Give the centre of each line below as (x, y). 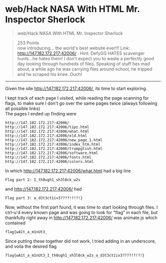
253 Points (28, 42)
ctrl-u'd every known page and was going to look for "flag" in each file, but (82, 212)
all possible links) (23, 108)
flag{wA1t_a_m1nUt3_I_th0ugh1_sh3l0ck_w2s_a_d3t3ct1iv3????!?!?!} (75, 255)
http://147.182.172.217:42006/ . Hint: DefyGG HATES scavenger (81, 53)
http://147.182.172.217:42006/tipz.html (47, 127)
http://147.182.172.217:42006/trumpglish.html (54, 149)
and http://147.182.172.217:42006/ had (43, 189)
